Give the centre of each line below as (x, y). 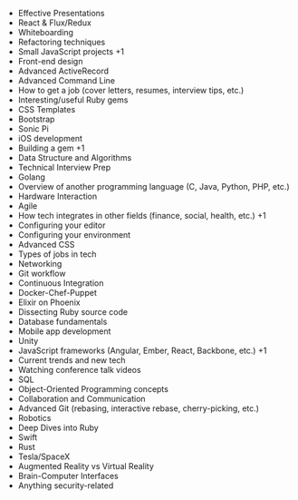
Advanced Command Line (67, 80)
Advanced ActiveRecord (63, 71)
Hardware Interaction (58, 196)
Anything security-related (66, 485)
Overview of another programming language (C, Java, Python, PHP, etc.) (154, 186)
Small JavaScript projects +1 (71, 52)
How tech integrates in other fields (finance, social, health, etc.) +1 (142, 216)
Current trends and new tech (72, 360)
